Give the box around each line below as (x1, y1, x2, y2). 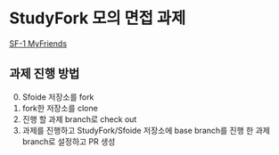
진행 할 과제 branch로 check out (21, 113, 137, 125)
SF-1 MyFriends (9, 37, 68, 49)
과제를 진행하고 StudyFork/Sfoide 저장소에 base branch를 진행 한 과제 (21, 125, 270, 135)
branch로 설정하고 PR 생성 (21, 135, 116, 147)
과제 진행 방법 (9, 66, 80, 81)
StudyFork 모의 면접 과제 (9, 8, 186, 29)
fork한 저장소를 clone (21, 102, 98, 113)
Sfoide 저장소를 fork (21, 91, 94, 102)
